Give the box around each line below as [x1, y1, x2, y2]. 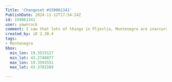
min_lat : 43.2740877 [10, 55, 54, 60]
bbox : [5, 46, 17, 51]
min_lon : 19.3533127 [10, 50, 54, 55]
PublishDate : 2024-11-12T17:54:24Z [5, 12, 81, 17]
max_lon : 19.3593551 [10, 60, 54, 65]
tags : [5, 36, 17, 42]
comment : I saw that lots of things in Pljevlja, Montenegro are [5, 27, 147, 32]
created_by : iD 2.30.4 [5, 31, 54, 36]
